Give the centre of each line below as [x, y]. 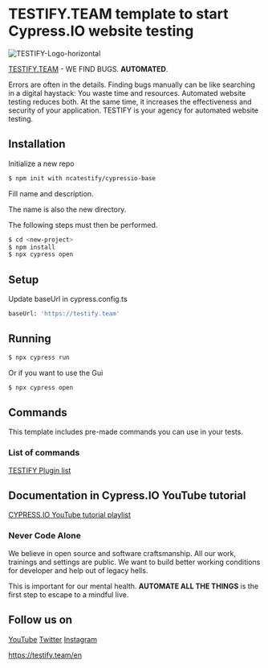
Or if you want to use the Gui [56, 373]
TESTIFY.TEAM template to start [118, 14]
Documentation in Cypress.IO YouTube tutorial [127, 495]
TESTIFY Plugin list [40, 470]
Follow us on [41, 620]
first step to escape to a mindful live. [69, 594]
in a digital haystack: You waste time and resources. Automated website [127, 93]
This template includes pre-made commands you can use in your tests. [126, 432]
